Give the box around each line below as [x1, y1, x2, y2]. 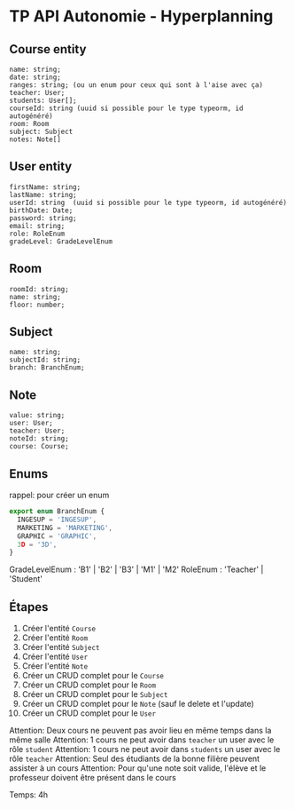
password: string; [9, 213, 77, 223]
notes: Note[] [9, 135, 62, 144]
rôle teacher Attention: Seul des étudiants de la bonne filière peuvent [9, 753, 260, 765]
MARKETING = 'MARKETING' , [17, 523, 113, 532]
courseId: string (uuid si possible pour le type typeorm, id [9, 104, 244, 113]
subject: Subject [9, 127, 74, 136]
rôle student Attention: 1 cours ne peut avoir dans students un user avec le [9, 744, 281, 755]
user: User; [9, 419, 53, 428]
